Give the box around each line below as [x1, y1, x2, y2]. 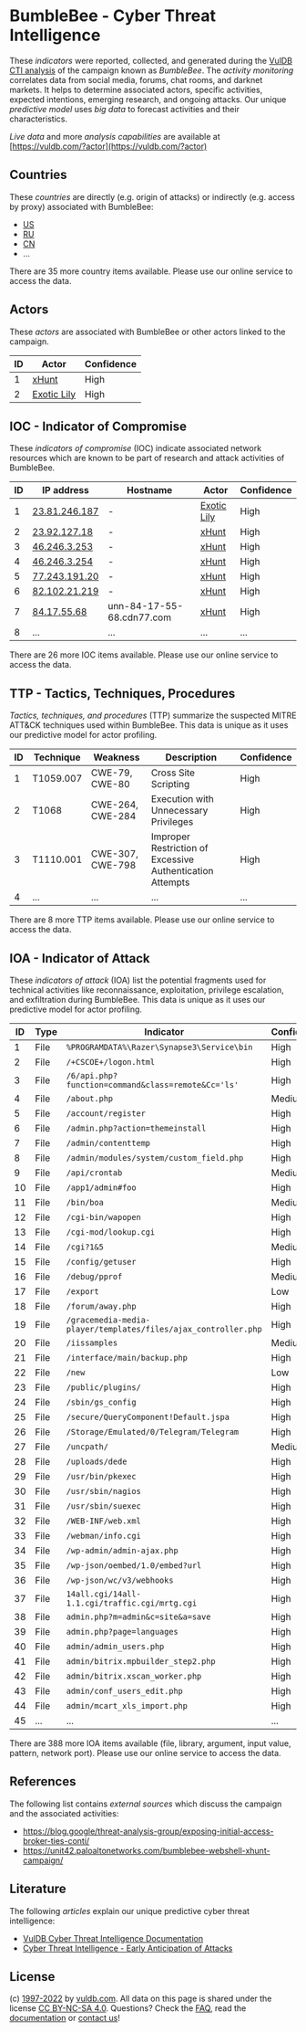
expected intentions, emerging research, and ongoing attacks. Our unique [9, 93, 287, 105]
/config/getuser [66, 1257, 137, 1267]
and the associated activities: [9, 1807, 119, 1818]
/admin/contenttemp [66, 1138, 151, 1148]
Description [165, 751, 218, 763]
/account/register [66, 1109, 146, 1119]
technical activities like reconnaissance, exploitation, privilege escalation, [9, 984, 284, 995]
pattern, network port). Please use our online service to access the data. [9, 1748, 281, 1758]
